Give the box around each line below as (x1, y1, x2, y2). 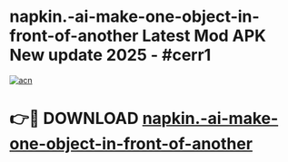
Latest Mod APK (142, 25, 266, 46)
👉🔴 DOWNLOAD (9, 109, 139, 129)
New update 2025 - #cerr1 (9, 45, 212, 65)
